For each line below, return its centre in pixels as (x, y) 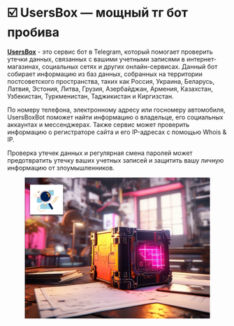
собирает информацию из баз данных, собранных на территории (105, 74)
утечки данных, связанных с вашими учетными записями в (96, 59)
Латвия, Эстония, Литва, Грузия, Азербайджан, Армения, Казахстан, (110, 89)
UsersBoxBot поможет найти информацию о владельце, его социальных (115, 117)
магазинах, (24, 66)
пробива (33, 32)
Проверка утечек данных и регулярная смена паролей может (100, 153)
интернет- (202, 59)
